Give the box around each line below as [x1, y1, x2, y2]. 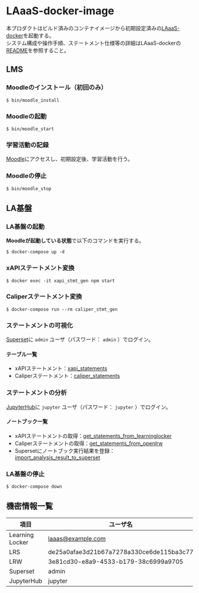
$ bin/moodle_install [6, 97, 60, 103]
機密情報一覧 [6, 501, 53, 512]
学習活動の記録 [6, 141, 49, 149]
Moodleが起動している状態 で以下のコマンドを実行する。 [6, 237, 145, 244]
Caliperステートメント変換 [6, 292, 82, 301]
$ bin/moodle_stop [6, 185, 52, 191]
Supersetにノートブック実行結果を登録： [14, 447, 115, 454]
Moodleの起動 [6, 112, 47, 120]
